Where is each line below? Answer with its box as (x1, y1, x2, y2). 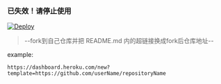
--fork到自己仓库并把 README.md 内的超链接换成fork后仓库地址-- (24, 37, 214, 45)
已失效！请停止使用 (7, 6, 72, 15)
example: (7, 51, 33, 59)
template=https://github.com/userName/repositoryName (7, 70, 167, 77)
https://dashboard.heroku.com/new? (7, 64, 110, 71)
